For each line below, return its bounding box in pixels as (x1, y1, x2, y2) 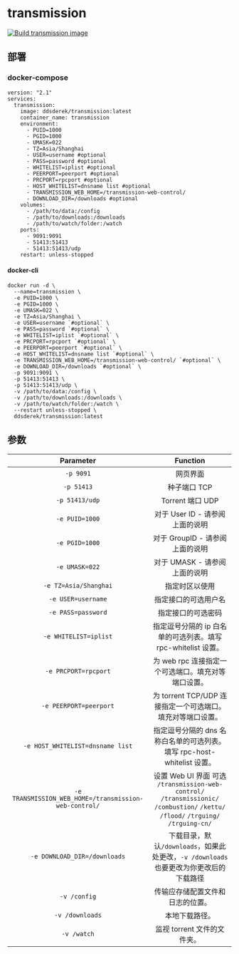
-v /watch (61, 930, 95, 938)
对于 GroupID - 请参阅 (152, 533, 228, 543)
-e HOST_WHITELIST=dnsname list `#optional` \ (14, 351, 154, 358)
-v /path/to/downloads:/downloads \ (14, 394, 122, 401)
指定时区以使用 (164, 581, 216, 591)
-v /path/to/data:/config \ (14, 388, 97, 395)
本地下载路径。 (164, 911, 216, 921)
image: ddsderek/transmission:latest (20, 108, 132, 115)
